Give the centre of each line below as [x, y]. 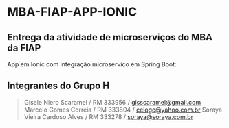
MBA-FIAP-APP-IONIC [72, 12]
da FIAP [24, 48]
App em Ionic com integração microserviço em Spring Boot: [92, 64]
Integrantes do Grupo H [58, 86]
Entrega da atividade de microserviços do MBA [110, 37]
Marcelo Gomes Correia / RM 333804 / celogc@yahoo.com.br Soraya [123, 110]
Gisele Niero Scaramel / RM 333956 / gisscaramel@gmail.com [112, 102]
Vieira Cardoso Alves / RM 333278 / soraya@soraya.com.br [109, 116]
